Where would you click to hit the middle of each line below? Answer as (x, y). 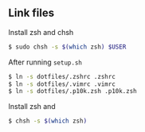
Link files (31, 13)
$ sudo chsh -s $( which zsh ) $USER (67, 47)
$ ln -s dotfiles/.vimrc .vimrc (62, 84)
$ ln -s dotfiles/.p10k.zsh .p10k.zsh (72, 91)
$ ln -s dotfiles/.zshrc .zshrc (62, 76)
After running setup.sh (45, 62)
